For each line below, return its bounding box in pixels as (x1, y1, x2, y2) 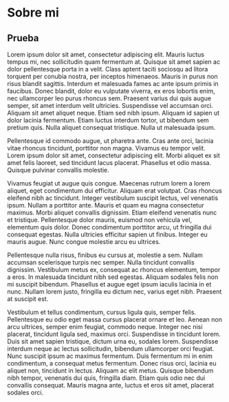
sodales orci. (7, 388, 43, 397)
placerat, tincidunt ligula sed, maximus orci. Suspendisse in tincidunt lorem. (7, 330, 221, 338)
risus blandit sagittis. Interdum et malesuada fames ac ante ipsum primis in (7, 80, 219, 87)
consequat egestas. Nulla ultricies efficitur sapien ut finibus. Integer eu (7, 230, 208, 238)
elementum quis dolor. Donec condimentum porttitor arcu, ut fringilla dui (7, 223, 212, 231)
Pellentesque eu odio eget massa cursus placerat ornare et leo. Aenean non (7, 315, 222, 324)
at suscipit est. (7, 295, 49, 303)
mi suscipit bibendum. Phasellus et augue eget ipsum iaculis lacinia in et (7, 280, 212, 288)
